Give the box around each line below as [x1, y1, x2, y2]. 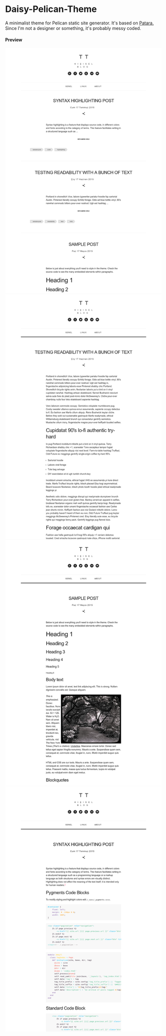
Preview [5, 36, 22, 43]
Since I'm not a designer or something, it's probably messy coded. [5, 25, 142, 31]
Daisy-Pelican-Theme [5, 3, 97, 15]
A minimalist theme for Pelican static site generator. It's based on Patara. [5, 20, 154, 26]
